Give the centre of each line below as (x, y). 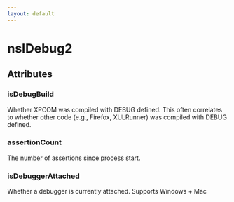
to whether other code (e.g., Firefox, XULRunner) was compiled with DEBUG (117, 117)
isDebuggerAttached (44, 176)
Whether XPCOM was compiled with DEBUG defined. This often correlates (115, 109)
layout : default (31, 14)
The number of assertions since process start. (74, 158)
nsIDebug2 (40, 48)
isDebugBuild (31, 94)
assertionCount (34, 142)
